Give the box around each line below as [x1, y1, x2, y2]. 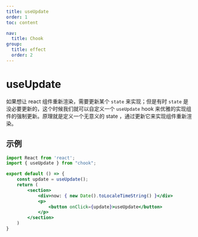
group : [6, 41, 22, 47]
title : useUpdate [6, 8, 49, 15]
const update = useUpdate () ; [17, 176, 89, 183]
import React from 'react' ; [6, 154, 76, 161]
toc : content [6, 19, 38, 25]
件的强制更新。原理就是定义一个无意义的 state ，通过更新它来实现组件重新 [6, 113, 187, 120]
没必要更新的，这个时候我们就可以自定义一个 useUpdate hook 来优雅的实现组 [6, 105, 192, 112]
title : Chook [11, 36, 44, 42]
